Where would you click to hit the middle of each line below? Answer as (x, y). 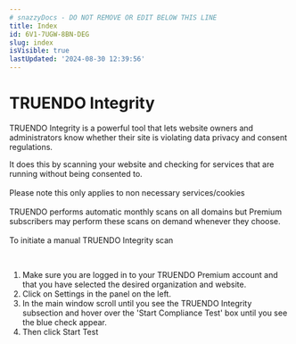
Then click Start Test (60, 331)
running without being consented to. (76, 173)
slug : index (31, 42)
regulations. (31, 147)
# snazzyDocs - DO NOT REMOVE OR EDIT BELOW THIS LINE (113, 17)
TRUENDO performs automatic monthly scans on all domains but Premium (146, 212)
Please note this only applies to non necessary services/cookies (127, 192)
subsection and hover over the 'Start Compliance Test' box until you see (155, 313)
